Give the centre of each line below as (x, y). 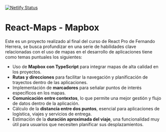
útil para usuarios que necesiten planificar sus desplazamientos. (78, 124)
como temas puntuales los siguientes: (44, 57)
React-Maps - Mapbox (52, 28)
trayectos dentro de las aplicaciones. (50, 82)
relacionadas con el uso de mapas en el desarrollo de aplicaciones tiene (79, 51)
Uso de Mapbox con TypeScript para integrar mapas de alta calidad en (85, 66)
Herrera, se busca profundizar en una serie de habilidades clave (71, 46)
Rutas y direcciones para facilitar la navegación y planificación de (80, 77)
